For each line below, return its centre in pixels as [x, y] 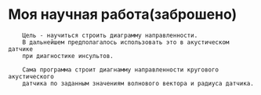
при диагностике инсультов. [68, 56]
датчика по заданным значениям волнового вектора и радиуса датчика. [138, 83]
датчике [21, 49]
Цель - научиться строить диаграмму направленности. [110, 35]
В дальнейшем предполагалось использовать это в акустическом [126, 42]
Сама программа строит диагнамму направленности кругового [121, 69]
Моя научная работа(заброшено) [123, 15]
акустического [31, 76]
